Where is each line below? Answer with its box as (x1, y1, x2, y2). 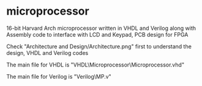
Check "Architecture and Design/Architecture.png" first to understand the (6, 43, 192, 50)
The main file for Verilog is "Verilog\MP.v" (6, 73, 111, 80)
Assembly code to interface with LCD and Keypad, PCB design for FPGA (6, 30, 189, 38)
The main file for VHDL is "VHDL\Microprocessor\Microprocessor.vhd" (6, 61, 185, 68)
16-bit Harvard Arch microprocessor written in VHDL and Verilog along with (6, 24, 196, 32)
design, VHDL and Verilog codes (6, 49, 89, 56)
